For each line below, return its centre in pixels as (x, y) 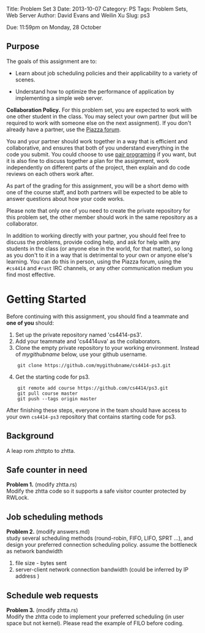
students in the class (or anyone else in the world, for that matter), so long (99, 248)
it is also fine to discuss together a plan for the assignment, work (88, 161)
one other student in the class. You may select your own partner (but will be (102, 116)
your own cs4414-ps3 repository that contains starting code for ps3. (91, 417)
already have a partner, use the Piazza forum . (64, 129)
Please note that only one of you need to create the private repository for (99, 210)
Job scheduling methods (55, 517)
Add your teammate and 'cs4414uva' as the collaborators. (88, 341)
